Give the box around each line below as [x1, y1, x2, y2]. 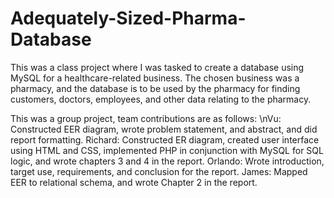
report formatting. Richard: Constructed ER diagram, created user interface [10, 133, 320, 146]
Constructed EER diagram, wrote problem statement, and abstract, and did [10, 123, 318, 135]
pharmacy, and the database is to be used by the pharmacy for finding [10, 82, 301, 94]
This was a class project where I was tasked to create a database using [10, 61, 305, 73]
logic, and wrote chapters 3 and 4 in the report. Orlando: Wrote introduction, [10, 155, 325, 167]
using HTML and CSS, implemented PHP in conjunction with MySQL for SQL [10, 144, 324, 156]
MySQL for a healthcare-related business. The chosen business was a [10, 72, 300, 84]
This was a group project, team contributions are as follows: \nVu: [10, 112, 282, 124]
